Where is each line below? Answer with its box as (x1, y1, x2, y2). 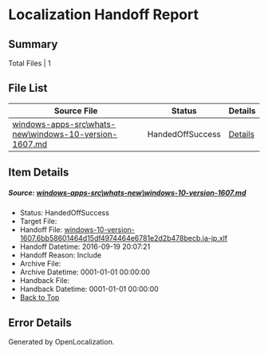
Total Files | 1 (8, 58, 51, 68)
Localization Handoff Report (8, 6, 199, 24)
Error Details (8, 316, 72, 329)
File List (8, 81, 48, 95)
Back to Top (19, 293, 60, 302)
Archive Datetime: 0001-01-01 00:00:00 (19, 267, 150, 277)
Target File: (19, 217, 57, 226)
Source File (53, 105, 98, 116)
